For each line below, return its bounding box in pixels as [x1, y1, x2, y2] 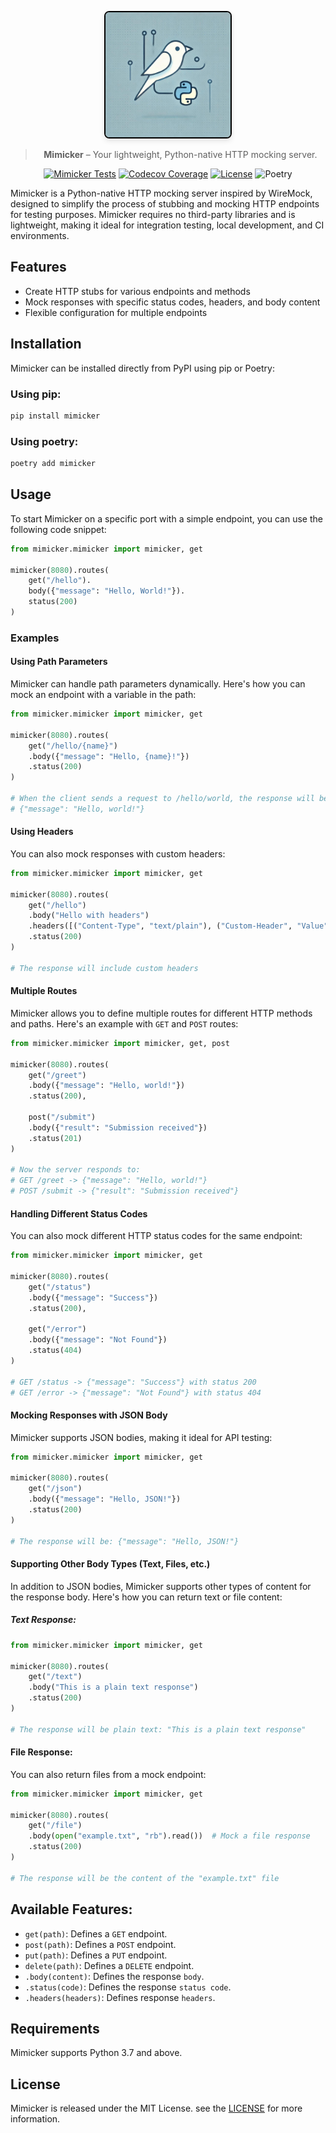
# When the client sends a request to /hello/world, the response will [10, 794, 315, 804]
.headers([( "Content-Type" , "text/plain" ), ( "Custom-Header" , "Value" [28, 921, 329, 931]
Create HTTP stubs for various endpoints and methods [24, 285, 251, 297]
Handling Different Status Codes [10, 1207, 148, 1220]
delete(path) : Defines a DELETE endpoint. [24, 1959, 195, 1971]
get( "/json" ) [28, 1484, 83, 1494]
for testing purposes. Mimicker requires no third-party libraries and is [10, 209, 296, 220]
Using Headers [10, 826, 74, 838]
